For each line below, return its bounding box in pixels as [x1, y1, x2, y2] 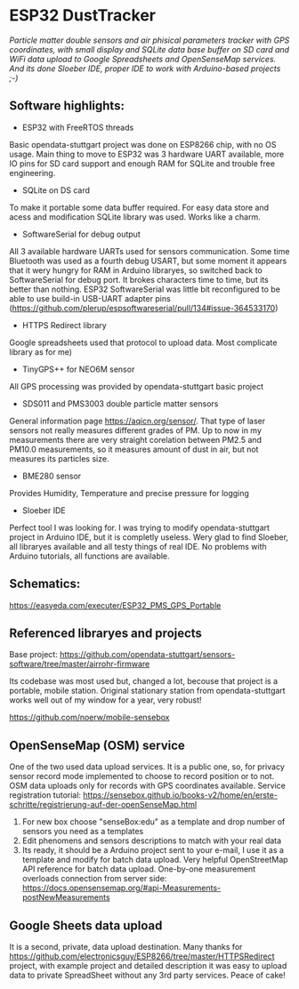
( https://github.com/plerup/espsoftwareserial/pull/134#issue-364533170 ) [9, 302, 279, 313]
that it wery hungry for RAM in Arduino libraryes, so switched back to [9, 264, 263, 276]
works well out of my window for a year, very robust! [9, 695, 202, 705]
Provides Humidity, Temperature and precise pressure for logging [9, 487, 249, 498]
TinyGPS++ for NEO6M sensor [21, 364, 135, 374]
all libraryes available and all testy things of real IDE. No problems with [9, 541, 267, 551]
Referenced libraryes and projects [9, 625, 203, 640]
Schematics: [9, 576, 81, 591]
